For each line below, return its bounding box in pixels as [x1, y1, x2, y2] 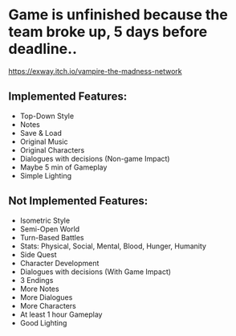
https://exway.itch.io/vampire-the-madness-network [8, 66, 182, 76]
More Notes [19, 284, 59, 293]
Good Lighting [19, 318, 67, 327]
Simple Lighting [19, 170, 72, 180]
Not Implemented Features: [8, 195, 149, 208]
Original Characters [19, 145, 85, 154]
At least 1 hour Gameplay [19, 309, 103, 319]
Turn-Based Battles [19, 232, 84, 242]
